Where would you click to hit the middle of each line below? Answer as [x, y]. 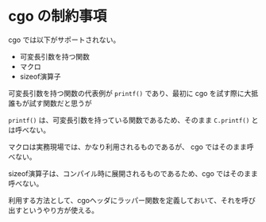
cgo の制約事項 [58, 16]
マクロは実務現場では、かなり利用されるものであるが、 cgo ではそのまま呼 [131, 147]
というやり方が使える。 [60, 210]
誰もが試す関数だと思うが [50, 103]
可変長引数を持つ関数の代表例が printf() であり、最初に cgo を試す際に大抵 [133, 93]
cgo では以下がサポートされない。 [64, 40]
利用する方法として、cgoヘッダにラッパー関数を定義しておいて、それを [125, 200]
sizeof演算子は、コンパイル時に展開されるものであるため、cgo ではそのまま [133, 173]
